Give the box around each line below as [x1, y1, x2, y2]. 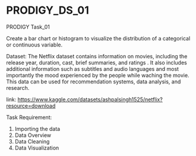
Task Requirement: [6, 114, 52, 121]
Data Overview [14, 132, 52, 139]
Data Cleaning [14, 138, 50, 145]
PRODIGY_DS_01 [6, 4, 89, 17]
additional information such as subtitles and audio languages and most [6, 65, 179, 72]
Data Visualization [14, 144, 59, 151]
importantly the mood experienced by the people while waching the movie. [6, 71, 189, 79]
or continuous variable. [6, 41, 63, 48]
